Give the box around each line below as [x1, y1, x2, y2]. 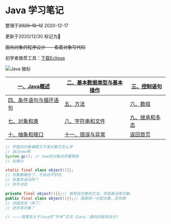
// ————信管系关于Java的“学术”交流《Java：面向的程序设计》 [5, 214, 120, 219]
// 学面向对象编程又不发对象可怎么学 [5, 144, 73, 149]
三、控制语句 [131, 82, 162, 90]
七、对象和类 [8, 118, 39, 125]
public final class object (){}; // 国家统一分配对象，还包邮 [5, 195, 126, 201]
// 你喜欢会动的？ [5, 177, 39, 182]
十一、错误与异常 [64, 131, 105, 138]
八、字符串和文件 [64, 118, 105, 125]
